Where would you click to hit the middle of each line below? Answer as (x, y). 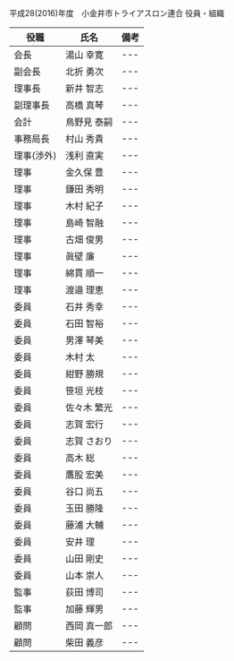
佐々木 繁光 (89, 408)
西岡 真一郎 (89, 626)
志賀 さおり (89, 441)
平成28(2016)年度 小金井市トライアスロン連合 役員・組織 (117, 13)
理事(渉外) (35, 155)
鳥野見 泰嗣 (89, 122)
